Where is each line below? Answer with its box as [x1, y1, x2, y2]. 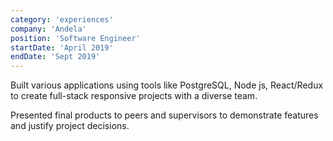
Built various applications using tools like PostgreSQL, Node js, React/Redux [10, 79, 324, 91]
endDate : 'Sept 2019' [10, 52, 101, 62]
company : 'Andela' [10, 24, 87, 34]
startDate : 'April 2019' [10, 42, 114, 53]
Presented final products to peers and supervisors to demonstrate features [10, 109, 319, 121]
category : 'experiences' [10, 14, 114, 25]
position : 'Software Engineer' [10, 33, 141, 43]
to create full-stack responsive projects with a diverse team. [10, 90, 258, 102]
